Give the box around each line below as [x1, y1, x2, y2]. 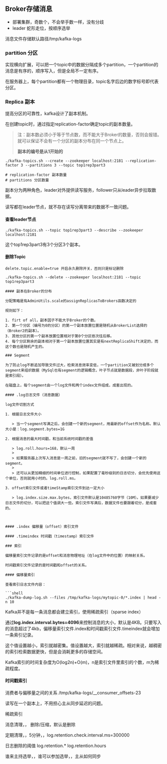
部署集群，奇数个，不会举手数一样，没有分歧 [12, 19, 104, 25]
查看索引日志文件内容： [5, 582, 46, 587]
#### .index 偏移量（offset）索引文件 [5, 524, 79, 529]
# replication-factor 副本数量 [5, 172, 67, 178]
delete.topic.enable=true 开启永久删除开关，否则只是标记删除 [5, 266, 124, 271]
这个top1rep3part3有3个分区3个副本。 [5, 241, 83, 248]
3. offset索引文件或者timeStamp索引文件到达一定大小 [5, 485, 105, 491]
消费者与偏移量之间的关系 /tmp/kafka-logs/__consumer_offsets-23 [5, 690, 141, 696]
